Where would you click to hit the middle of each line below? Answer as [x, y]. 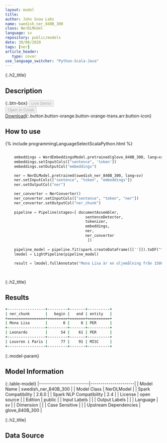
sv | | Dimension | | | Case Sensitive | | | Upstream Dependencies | [73, 405]
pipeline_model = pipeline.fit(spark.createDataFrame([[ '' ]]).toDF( [86, 249]
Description [24, 91]
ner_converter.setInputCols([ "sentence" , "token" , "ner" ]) [77, 198]
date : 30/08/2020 [23, 42]
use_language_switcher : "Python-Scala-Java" [52, 61]
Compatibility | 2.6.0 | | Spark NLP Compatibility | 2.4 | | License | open [78, 394]
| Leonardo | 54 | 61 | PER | [59, 333]
